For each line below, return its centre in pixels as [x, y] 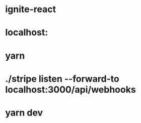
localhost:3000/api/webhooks [70, 89]
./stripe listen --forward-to [62, 79]
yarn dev [24, 113]
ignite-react [31, 9]
